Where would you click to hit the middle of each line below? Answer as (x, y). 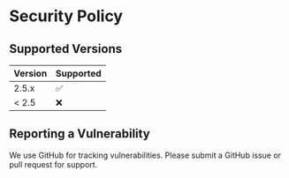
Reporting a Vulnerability (80, 134)
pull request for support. (53, 164)
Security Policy (66, 16)
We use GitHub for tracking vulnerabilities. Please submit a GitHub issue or (145, 155)
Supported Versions (65, 49)
